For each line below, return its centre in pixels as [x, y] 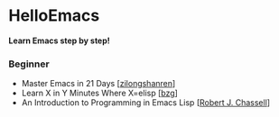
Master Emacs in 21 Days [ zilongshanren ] [98, 84]
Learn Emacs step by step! [59, 40]
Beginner [29, 64]
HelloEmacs [54, 16]
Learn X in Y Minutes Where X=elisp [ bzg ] [99, 93]
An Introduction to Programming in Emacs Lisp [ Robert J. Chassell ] [146, 103]
